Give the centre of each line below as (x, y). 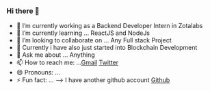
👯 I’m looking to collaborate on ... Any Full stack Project (94, 40)
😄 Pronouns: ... (38, 73)
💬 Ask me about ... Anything (55, 55)
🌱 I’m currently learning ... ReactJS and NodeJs (83, 33)
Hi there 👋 (23, 11)
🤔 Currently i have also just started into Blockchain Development (107, 48)
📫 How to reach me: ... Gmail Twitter (67, 63)
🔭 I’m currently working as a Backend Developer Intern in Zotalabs (109, 26)
